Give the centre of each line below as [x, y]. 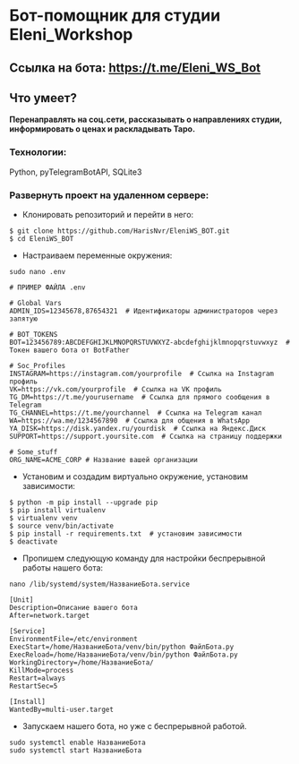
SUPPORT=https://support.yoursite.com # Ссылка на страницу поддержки [145, 436]
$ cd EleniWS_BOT [42, 238]
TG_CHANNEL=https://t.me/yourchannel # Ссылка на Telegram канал [136, 413]
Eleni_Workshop [71, 34]
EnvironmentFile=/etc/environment [74, 639]
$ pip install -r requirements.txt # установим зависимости [126, 534]
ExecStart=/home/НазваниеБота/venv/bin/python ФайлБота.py [122, 647]
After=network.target [50, 615]
